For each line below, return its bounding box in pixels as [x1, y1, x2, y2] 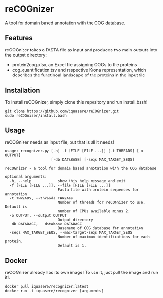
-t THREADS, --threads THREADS [9, 196, 73, 201]
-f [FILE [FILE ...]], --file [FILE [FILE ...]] [9, 183, 111, 188]
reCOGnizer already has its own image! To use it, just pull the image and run [5, 270, 158, 275]
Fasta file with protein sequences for [57, 187, 139, 192]
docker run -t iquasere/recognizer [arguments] [5, 288, 104, 294]
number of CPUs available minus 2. [57, 209, 131, 214]
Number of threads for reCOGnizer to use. [57, 200, 146, 205]
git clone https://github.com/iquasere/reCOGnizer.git [5, 109, 119, 114]
